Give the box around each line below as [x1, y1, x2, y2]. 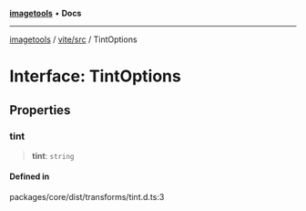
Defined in [9, 171, 50, 182]
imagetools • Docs [9, 8, 82, 18]
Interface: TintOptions [9, 66, 182, 87]
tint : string [31, 150, 75, 161]
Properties [9, 102, 71, 118]
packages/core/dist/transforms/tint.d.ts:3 [9, 192, 165, 203]
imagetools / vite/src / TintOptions [9, 34, 138, 45]
